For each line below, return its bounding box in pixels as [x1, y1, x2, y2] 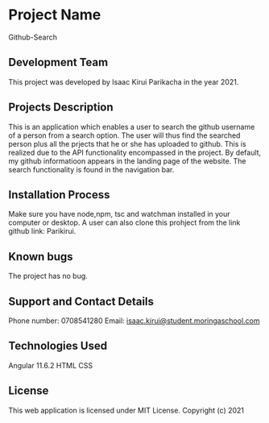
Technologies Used [8, 339, 107, 353]
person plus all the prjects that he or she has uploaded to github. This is [8, 139, 247, 148]
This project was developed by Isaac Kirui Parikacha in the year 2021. [8, 77, 239, 86]
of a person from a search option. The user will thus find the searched [8, 131, 241, 140]
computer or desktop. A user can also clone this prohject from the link [8, 218, 241, 227]
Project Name [8, 6, 101, 24]
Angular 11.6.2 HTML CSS [8, 360, 93, 370]
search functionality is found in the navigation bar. [8, 164, 175, 174]
